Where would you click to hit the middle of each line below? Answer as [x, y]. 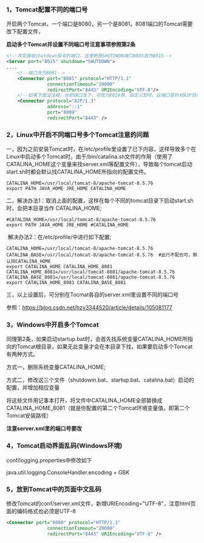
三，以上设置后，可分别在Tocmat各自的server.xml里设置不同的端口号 [93, 295]
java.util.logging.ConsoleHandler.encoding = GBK [68, 472]
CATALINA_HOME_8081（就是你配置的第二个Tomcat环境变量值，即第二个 [98, 408]
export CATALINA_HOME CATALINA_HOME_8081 [59, 267]
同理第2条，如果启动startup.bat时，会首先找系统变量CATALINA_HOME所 [97, 339]
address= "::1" [65, 107]
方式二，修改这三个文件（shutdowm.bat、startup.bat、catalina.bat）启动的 [100, 380]
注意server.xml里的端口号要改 [44, 428]
